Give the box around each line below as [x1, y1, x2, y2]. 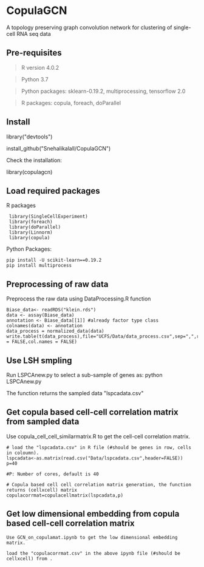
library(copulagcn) [6, 168, 53, 175]
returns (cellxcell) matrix [6, 487, 78, 493]
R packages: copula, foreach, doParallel [21, 99, 121, 106]
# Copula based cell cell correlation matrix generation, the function [6, 481, 191, 487]
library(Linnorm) [8, 229, 53, 236]
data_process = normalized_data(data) [6, 328, 104, 334]
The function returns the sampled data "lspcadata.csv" [6, 390, 144, 396]
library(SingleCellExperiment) [8, 214, 88, 220]
